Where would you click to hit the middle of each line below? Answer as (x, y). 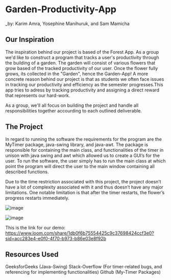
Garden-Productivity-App (61, 9)
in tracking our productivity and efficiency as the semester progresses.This (84, 84)
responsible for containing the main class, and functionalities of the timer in (84, 150)
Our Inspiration (30, 40)
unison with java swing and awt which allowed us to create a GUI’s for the (82, 155)
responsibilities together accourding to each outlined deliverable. (74, 110)
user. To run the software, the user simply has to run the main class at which (86, 161)
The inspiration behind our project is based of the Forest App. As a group (82, 52)
